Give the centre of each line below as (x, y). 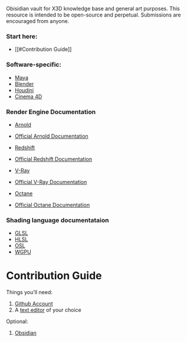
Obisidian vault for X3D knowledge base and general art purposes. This (93, 9)
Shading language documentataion (58, 220)
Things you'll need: (29, 292)
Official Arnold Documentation (51, 136)
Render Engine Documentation (51, 112)
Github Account (34, 304)
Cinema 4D (28, 96)
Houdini (24, 90)
